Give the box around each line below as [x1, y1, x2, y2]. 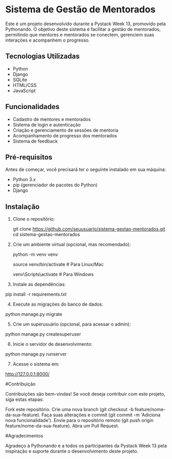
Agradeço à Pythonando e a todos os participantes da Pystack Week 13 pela [5, 443, 167, 449]
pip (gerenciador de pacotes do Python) [12, 182, 98, 188]
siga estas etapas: [5, 396, 44, 402]
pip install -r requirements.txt [5, 291, 67, 297]
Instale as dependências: [12, 281, 66, 288]
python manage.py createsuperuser [5, 331, 81, 338]
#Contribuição [5, 381, 36, 387]
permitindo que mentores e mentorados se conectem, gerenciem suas [5, 31, 155, 38]
